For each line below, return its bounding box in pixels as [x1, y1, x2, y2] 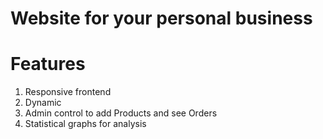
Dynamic [24, 97, 62, 109]
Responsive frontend [24, 86, 112, 98]
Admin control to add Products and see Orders [24, 107, 218, 119]
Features [10, 53, 86, 76]
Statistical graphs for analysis [24, 118, 147, 130]
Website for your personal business [10, 7, 313, 30]
